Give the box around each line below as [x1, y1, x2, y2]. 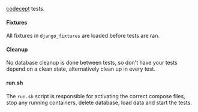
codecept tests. [6, 5, 45, 12]
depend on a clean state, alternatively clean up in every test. [6, 65, 156, 72]
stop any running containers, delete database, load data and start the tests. [6, 99, 192, 106]
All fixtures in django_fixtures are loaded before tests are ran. [6, 32, 160, 40]
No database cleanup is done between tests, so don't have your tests [6, 59, 178, 66]
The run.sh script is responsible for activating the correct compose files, [6, 92, 185, 99]
